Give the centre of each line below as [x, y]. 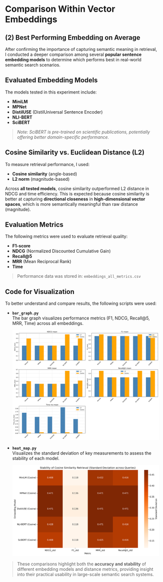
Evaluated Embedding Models [51, 80]
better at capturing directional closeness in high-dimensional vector [75, 199]
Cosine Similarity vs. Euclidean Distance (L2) [75, 153]
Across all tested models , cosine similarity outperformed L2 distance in [77, 188]
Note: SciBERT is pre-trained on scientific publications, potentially [83, 132]
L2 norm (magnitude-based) [41, 179]
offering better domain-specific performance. [63, 137]
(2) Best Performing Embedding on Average [73, 37]
